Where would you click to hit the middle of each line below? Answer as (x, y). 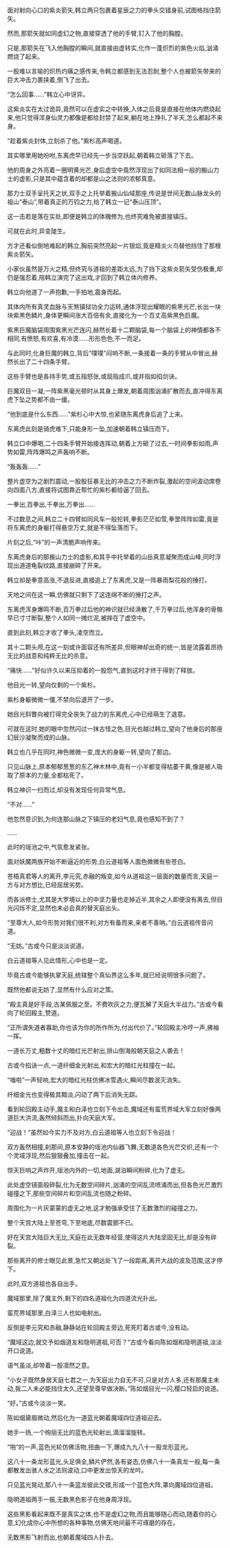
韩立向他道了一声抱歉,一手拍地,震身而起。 (66, 292)
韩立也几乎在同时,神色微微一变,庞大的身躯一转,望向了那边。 (91, 752)
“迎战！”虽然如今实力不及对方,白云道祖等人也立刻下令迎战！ (92, 1132)
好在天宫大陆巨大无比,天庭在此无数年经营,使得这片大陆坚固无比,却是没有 (109, 1237)
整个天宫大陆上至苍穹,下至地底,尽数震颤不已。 (72, 1222)
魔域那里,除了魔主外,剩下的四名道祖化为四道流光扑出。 (84, 1298)
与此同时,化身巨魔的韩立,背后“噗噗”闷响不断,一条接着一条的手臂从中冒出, (110, 353)
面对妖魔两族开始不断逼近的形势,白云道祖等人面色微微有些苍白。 (99, 861)
